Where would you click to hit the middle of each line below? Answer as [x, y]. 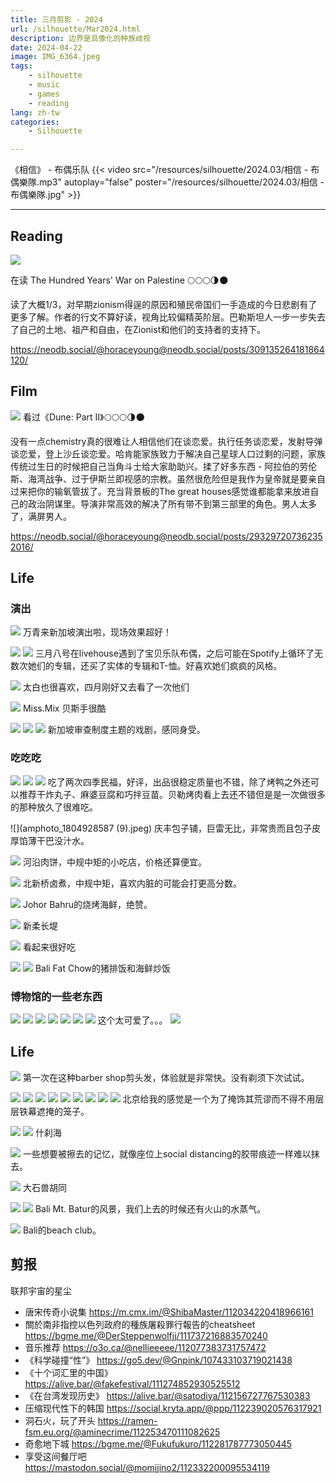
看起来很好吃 [49, 947]
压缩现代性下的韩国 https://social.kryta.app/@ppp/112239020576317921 [173, 1408]
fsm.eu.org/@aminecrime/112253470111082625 [122, 1432]
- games [44, 94]
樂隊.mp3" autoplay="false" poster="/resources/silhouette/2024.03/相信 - [171, 182]
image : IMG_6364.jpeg [55, 57]
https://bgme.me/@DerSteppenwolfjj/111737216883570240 [146, 1335]
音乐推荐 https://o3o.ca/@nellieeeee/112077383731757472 [145, 1347]
